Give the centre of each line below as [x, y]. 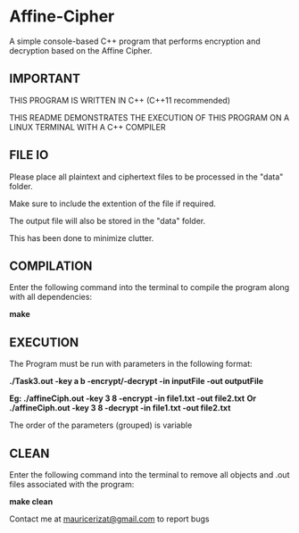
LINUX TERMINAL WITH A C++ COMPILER [87, 127]
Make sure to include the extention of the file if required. [113, 204]
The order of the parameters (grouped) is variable [101, 425]
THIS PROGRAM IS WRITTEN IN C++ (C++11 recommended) [120, 100]
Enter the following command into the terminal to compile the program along [149, 287]
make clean [31, 501]
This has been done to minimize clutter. [82, 237]
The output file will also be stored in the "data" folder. [108, 221]
